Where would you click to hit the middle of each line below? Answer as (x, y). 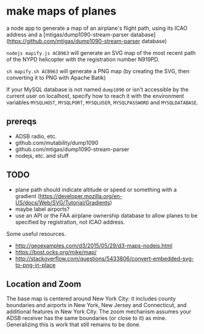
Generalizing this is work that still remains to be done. (74, 325)
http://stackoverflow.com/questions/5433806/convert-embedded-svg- (104, 258)
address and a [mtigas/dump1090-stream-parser (68, 34)
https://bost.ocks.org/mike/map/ (56, 252)
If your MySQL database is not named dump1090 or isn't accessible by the (97, 89)
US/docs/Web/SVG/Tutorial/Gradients (63, 202)
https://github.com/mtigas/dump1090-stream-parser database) (88, 41)
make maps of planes (62, 11)
